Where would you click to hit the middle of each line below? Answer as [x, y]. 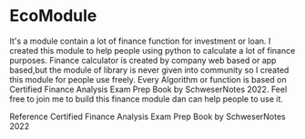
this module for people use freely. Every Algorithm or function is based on [148, 79]
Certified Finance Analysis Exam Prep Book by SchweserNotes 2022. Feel [148, 89]
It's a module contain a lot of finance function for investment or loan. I [140, 41]
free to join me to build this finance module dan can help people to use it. [147, 99]
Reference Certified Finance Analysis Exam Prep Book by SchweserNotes [147, 116]
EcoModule [53, 16]
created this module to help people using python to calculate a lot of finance [152, 50]
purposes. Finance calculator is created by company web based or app [143, 60]
